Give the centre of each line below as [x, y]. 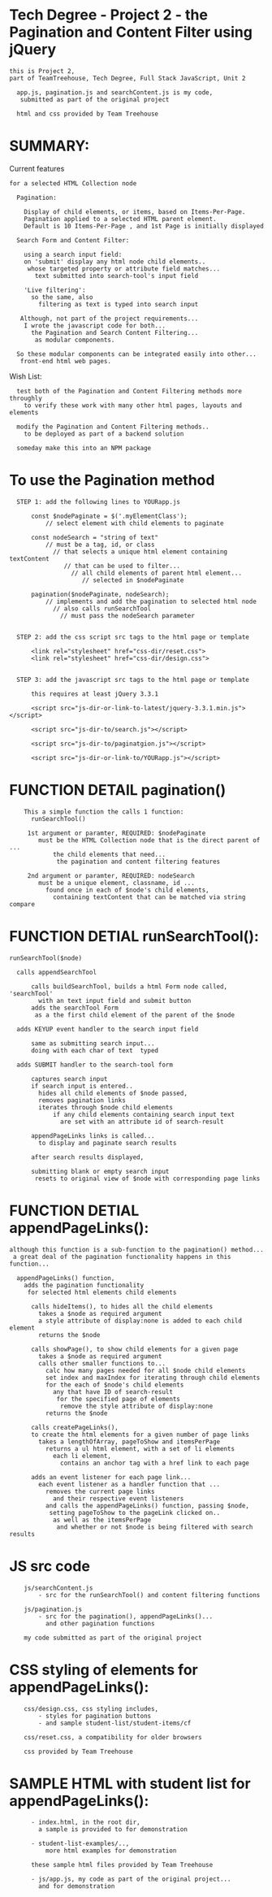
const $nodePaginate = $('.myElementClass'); [109, 516]
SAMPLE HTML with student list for [130, 1784]
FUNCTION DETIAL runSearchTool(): [134, 936]
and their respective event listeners [118, 1498]
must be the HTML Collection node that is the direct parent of [149, 840]
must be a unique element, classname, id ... [117, 883]
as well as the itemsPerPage [102, 1520]
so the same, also [62, 297]
